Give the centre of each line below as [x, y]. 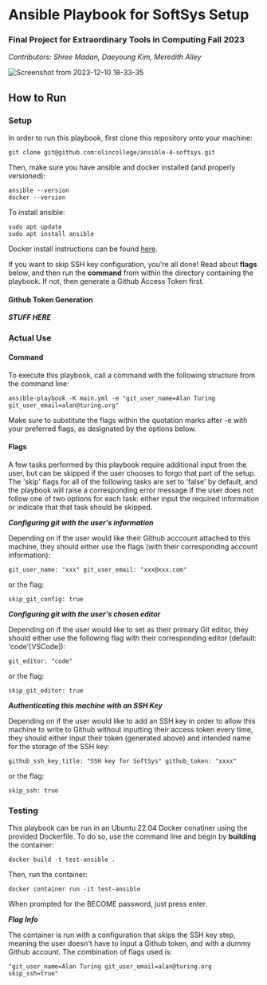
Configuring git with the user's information [81, 522]
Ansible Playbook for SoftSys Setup [129, 15]
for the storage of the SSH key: [59, 746]
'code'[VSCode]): [37, 646]
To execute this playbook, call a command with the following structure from [132, 375]
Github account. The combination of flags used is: [90, 952]
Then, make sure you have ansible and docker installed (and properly [122, 167]
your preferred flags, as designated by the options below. [102, 429]
